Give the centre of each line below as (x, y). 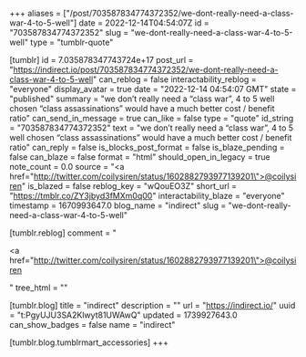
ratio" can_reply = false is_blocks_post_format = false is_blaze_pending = (147, 147)
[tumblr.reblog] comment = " (63, 233)
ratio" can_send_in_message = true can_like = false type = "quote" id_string (152, 118)
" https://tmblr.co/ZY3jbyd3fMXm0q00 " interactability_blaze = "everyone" (147, 196)
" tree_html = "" (39, 288)
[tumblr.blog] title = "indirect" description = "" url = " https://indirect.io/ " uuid (153, 305)
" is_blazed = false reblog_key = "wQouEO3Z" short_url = (129, 186)
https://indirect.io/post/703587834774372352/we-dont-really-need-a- (146, 69)
